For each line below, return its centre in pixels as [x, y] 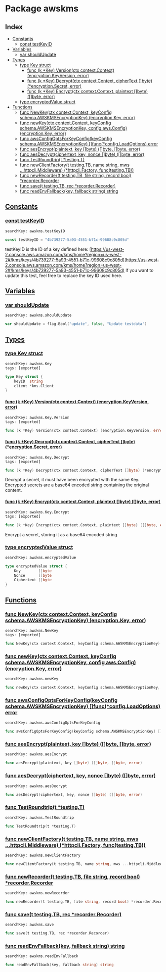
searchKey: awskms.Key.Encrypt [37, 512]
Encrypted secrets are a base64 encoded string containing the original [77, 485]
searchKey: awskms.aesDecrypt [36, 786]
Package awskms [42, 9]
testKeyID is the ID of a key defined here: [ [48, 249]
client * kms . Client [34, 386]
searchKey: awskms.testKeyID [35, 231]
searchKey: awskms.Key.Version [37, 417]
